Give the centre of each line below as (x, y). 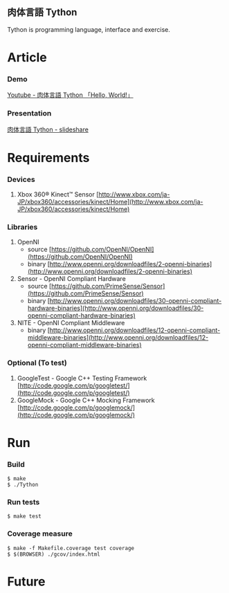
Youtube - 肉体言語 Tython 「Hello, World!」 (70, 95)
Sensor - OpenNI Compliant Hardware (71, 279)
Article (27, 57)
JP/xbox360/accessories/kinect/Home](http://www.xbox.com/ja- (110, 202)
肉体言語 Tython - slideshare (48, 129)
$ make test (24, 517)
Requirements (48, 157)
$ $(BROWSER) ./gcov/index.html (54, 554)
